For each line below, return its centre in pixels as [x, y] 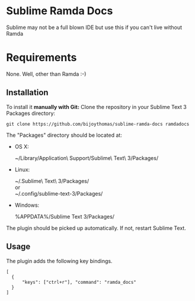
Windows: [27, 205]
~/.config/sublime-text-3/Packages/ [59, 193]
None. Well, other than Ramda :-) [46, 74]
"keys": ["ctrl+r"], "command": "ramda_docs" [79, 282]
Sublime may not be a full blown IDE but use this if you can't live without [94, 27]
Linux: [22, 169]
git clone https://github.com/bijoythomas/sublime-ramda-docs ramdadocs [98, 124]
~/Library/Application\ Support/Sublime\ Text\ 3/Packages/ [87, 158]
